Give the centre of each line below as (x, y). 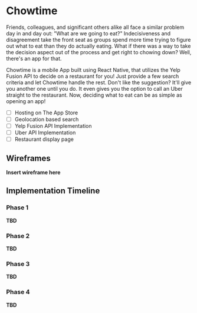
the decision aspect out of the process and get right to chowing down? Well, (99, 52)
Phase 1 (17, 207)
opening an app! (26, 101)
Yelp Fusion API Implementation (53, 126)
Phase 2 (18, 236)
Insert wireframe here (33, 173)
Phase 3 (18, 263)
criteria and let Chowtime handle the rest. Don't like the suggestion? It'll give (99, 82)
